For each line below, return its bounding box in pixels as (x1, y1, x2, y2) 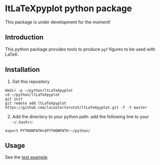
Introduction (5, 33, 44, 41)
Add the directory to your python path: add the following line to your (12, 113, 149, 120)
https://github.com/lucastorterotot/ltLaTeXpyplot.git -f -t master (5, 105, 147, 110)
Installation (5, 65, 40, 74)
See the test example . (5, 154, 49, 160)
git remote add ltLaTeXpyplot (5, 101, 67, 105)
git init (5, 96, 23, 102)
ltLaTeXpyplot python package (5, 3, 132, 14)
